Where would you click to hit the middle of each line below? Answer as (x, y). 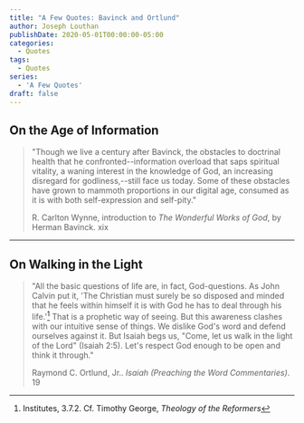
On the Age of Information (84, 130)
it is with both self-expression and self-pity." (114, 200)
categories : (32, 43)
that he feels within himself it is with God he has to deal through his (157, 305)
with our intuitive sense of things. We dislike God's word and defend (159, 326)
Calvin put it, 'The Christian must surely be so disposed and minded (158, 296)
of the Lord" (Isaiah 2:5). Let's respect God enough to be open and (156, 345)
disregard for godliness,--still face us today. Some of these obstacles (161, 181)
